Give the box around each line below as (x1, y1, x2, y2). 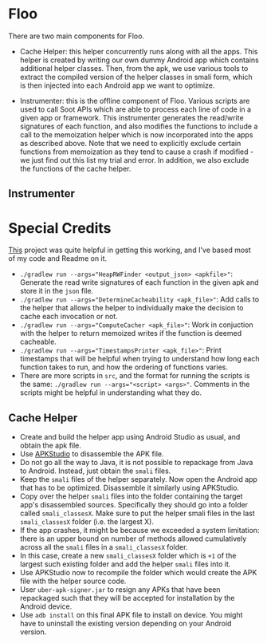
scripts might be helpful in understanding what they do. (19, 388, 202, 397)
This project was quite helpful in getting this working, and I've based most (8, 245, 251, 255)
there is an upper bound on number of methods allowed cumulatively (19, 534, 247, 543)
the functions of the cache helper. (19, 164, 132, 173)
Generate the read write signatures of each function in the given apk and (19, 278, 259, 287)
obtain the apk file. (19, 440, 82, 451)
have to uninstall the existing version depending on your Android (19, 619, 232, 629)
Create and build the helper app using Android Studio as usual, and (19, 432, 241, 442)
